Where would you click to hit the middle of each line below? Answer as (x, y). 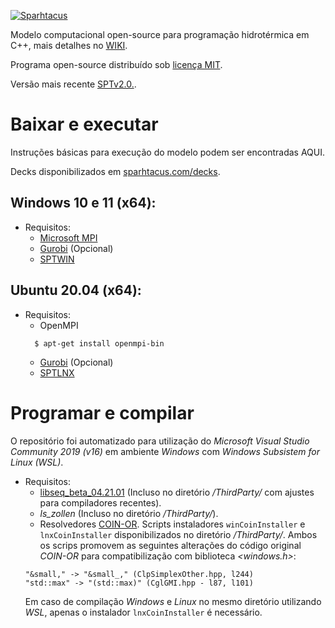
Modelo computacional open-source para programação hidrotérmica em (160, 34)
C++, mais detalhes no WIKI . (69, 45)
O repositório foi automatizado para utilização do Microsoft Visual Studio (160, 441)
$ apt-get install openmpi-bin (99, 343)
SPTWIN (57, 259)
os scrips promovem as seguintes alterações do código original (170, 545)
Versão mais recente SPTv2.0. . (73, 84)
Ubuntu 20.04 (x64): (76, 290)
